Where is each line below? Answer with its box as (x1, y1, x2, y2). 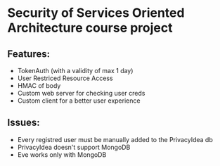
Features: (7, 48, 51, 60)
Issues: (7, 117, 40, 129)
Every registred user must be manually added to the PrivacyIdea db (17, 135, 213, 143)
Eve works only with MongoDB (17, 150, 107, 159)
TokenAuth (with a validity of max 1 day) (17, 67, 134, 75)
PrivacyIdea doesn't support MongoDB (17, 143, 131, 151)
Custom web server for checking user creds (17, 89, 145, 97)
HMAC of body (17, 82, 61, 89)
